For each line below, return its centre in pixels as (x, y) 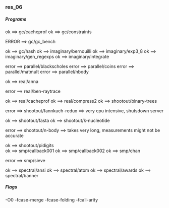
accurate (14, 135)
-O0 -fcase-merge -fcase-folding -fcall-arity (52, 199)
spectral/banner (22, 175)
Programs (16, 19)
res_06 (14, 7)
